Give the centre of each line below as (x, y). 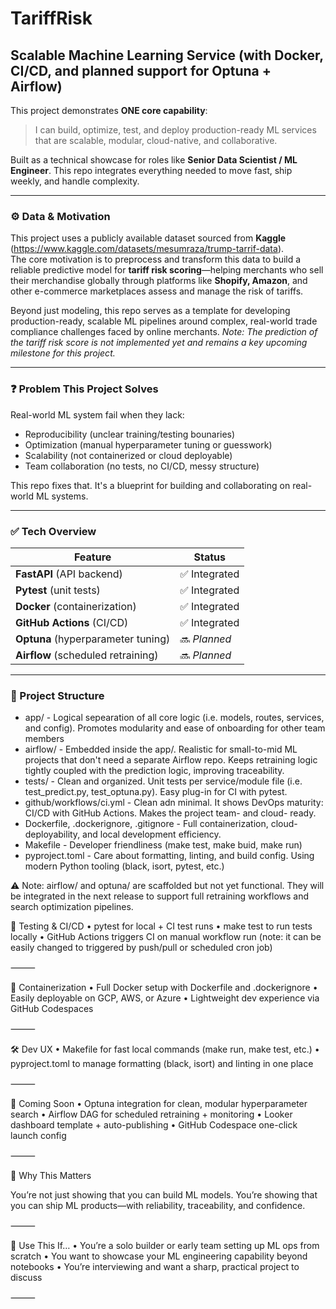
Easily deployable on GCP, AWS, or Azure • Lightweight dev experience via (165, 998)
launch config (38, 1136)
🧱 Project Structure (57, 695)
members (44, 739)
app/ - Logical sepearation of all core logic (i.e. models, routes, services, (174, 718)
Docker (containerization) (76, 606)
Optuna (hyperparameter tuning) (93, 639)
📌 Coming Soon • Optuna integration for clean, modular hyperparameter (159, 1104)
